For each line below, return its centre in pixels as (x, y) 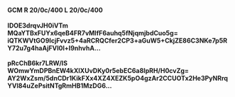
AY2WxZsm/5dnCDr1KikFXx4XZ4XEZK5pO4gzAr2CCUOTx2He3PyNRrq (118, 79)
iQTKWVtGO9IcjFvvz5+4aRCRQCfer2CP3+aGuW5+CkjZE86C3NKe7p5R (117, 41)
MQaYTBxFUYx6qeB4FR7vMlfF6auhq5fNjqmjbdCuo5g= (93, 33)
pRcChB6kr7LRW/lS (38, 63)
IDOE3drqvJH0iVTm (38, 25)
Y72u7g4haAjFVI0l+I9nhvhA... (54, 48)
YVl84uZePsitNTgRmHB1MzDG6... (60, 86)
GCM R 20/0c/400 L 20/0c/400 (55, 10)
